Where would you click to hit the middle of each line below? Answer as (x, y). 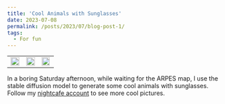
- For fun (27, 39)
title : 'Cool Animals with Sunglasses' (65, 13)
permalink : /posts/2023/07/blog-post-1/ (66, 26)
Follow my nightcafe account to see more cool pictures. (86, 93)
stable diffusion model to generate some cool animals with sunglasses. (108, 86)
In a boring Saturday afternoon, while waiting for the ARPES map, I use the (113, 79)
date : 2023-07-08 (32, 20)
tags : (15, 33)
